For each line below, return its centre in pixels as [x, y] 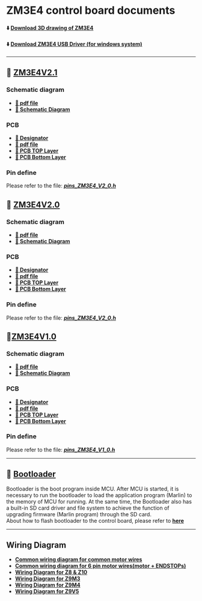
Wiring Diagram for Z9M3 [47, 579]
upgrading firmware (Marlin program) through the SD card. [79, 514]
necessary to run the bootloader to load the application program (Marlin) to [99, 495]
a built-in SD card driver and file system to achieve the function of [88, 508]
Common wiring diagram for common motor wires [78, 560]
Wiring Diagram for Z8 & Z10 [51, 572]
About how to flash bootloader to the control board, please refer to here [95, 520]
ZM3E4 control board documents [91, 11]
